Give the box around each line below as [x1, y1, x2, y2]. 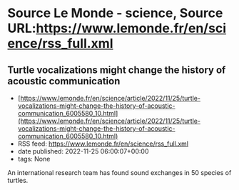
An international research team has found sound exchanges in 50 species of [7, 169, 232, 176]
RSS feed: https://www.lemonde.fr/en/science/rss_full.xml [17, 139, 189, 148]
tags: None [17, 155, 51, 163]
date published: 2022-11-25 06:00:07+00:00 [17, 147, 149, 155]
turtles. [7, 176, 29, 184]
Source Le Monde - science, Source [7, 5, 223, 21]
